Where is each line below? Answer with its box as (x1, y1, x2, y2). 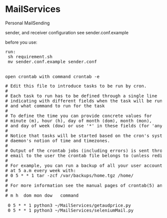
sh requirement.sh (7, 54, 53, 59)
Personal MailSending (5, 20, 50, 26)
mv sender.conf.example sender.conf (7, 59, 97, 64)
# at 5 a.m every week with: (5, 168, 76, 173)
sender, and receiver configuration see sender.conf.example (5, 29, 129, 35)
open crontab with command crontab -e (5, 74, 100, 79)
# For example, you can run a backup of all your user (5, 163, 142, 168)
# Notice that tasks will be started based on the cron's (5, 133, 150, 138)
